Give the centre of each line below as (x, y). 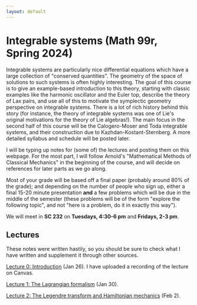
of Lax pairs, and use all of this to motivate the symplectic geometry (89, 101)
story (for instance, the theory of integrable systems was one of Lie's (90, 113)
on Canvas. (20, 273)
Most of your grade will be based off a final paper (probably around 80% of (98, 180)
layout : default (26, 11)
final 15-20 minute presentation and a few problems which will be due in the (98, 193)
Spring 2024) (40, 53)
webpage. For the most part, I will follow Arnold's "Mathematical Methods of (99, 156)
